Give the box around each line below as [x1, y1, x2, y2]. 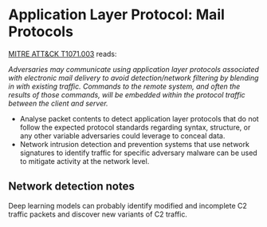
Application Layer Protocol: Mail [8, 6, 226, 24]
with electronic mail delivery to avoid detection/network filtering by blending [8, 73, 259, 82]
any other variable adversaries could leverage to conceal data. [19, 130, 226, 141]
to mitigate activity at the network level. [19, 156, 150, 165]
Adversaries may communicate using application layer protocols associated [8, 64, 259, 74]
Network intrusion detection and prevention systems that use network [19, 139, 249, 149]
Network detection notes [8, 180, 135, 193]
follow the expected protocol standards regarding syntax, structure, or [19, 122, 251, 132]
